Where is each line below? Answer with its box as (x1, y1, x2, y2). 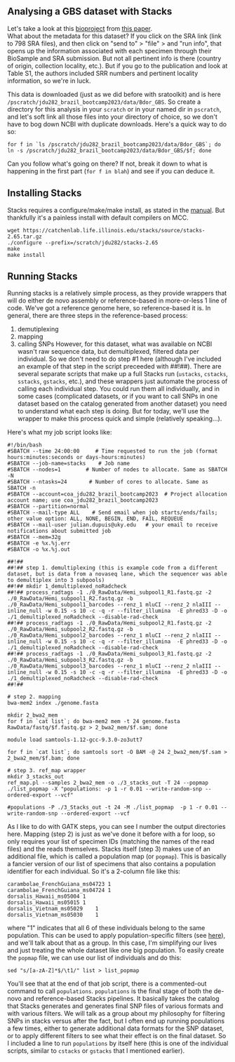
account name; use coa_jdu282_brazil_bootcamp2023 (7, 497, 159, 504)
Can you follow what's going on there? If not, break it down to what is (7, 159, 208, 168)
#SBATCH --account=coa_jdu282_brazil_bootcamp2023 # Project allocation (7, 491, 228, 498)
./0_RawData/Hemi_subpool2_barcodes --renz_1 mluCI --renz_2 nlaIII (7, 632, 212, 639)
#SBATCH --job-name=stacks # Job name (7, 460, 130, 467)
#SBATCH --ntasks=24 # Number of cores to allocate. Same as (7, 479, 209, 486)
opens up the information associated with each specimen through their (7, 46, 213, 55)
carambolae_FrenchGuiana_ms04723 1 (7, 881, 112, 888)
